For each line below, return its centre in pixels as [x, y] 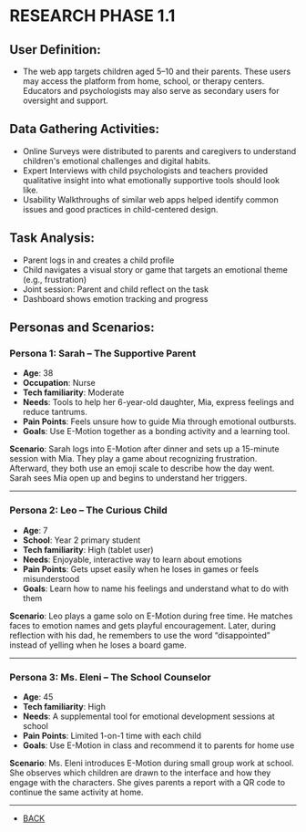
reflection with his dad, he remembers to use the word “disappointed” [140, 635]
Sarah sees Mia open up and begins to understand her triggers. [128, 478]
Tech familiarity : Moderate [73, 392]
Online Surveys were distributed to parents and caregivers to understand [159, 151]
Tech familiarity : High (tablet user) [88, 549]
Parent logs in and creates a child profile [98, 260]
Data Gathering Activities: [85, 129]
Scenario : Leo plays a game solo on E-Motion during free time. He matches [151, 616]
